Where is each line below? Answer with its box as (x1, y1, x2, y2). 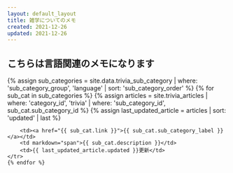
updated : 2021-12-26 (7, 29, 68, 37)
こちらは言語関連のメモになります (7, 57, 155, 69)
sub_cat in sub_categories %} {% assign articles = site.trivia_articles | (7, 92, 208, 100)
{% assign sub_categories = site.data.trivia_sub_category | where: (7, 76, 198, 85)
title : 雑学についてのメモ (7, 17, 76, 24)
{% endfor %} (7, 159, 45, 167)
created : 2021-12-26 (7, 23, 68, 30)
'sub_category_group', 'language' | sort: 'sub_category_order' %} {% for (7, 84, 215, 92)
